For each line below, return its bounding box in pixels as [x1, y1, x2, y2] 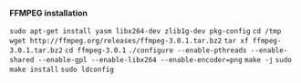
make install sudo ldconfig [9, 65, 114, 74]
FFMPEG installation [9, 8, 88, 18]
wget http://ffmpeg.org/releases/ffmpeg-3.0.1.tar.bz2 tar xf [9, 36, 249, 45]
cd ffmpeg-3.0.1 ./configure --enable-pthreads [65, 46, 247, 55]
